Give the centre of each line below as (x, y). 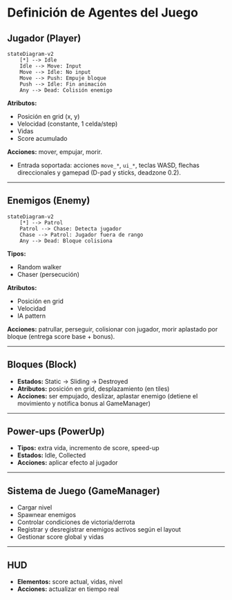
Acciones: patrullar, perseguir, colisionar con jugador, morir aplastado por (113, 329)
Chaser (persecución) (48, 274)
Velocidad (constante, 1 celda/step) (67, 124)
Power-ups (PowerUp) (56, 432)
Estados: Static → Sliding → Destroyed (72, 381)
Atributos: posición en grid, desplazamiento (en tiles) (93, 389)
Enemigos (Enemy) (49, 201)
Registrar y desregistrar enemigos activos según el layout (99, 530)
